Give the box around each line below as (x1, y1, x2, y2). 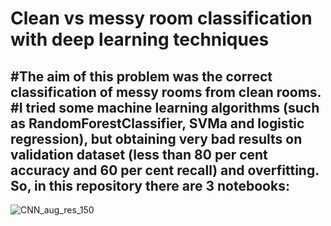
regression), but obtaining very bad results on (10, 130, 303, 147)
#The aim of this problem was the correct (10, 68, 273, 85)
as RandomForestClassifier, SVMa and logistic (10, 115, 305, 132)
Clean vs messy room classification (10, 7, 313, 30)
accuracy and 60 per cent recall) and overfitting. (10, 162, 320, 179)
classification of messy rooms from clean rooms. (10, 83, 322, 101)
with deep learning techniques (10, 28, 270, 51)
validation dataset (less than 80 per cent (10, 146, 268, 163)
